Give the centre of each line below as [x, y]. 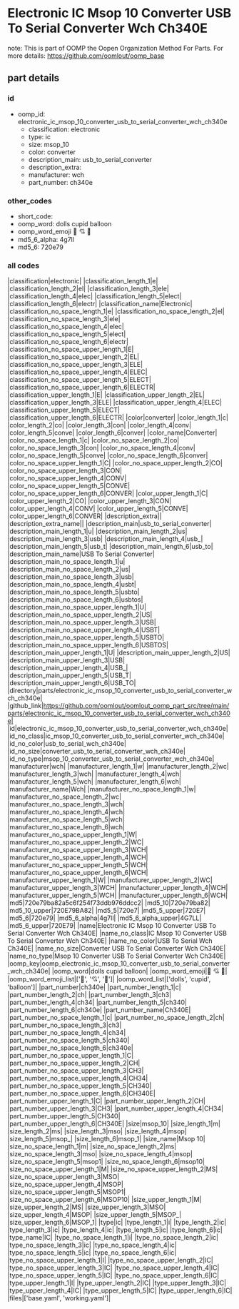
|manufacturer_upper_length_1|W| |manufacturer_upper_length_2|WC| [110, 880]
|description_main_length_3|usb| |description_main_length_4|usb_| [105, 539]
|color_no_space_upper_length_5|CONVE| [69, 486]
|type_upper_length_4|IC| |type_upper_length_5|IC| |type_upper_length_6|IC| [120, 1290]
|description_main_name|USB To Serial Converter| [81, 554]
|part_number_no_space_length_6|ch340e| [70, 1048]
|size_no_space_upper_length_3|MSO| [63, 1177]
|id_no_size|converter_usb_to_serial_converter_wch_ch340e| [96, 752]
